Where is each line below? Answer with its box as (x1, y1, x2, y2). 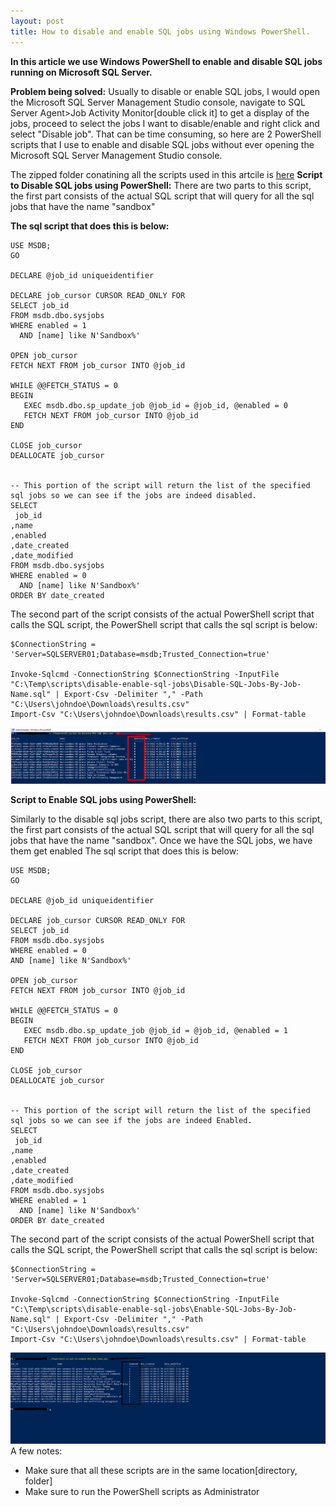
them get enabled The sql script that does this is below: (10, 845, 240, 857)
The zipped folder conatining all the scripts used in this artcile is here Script (10, 168, 323, 180)
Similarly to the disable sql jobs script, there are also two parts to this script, (10, 813, 323, 825)
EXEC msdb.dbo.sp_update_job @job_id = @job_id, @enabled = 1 (23, 1025, 288, 1035)
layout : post (10, 16, 65, 26)
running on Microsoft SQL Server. (10, 66, 153, 78)
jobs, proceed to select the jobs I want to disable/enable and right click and (10, 117, 320, 129)
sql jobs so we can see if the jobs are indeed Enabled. (10, 1115, 253, 1125)
